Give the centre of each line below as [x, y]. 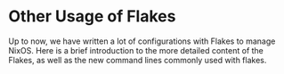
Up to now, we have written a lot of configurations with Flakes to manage [142, 41]
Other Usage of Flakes [92, 16]
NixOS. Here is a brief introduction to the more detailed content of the [136, 50]
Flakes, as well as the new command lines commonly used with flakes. [138, 60]
